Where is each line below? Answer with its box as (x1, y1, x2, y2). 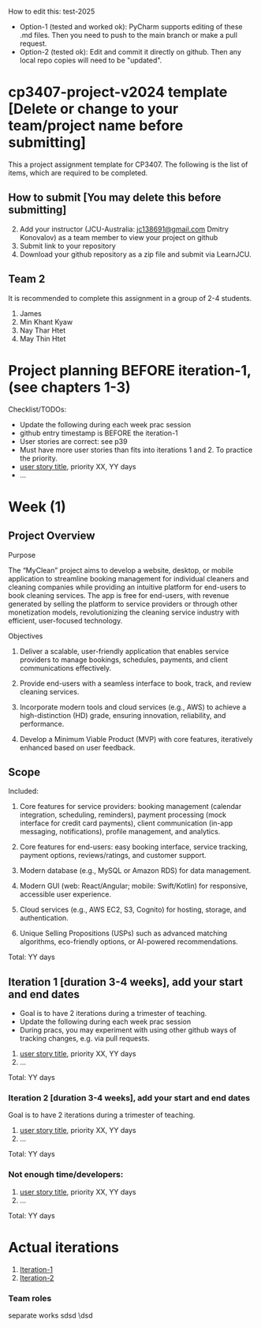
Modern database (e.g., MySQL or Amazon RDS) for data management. (19, 866, 252, 875)
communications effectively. (19, 663, 112, 672)
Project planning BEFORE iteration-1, (8, 361, 252, 379)
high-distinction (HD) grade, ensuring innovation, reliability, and (19, 710, 226, 720)
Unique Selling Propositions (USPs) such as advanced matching (19, 928, 228, 939)
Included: (8, 786, 39, 796)
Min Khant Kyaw (19, 317, 73, 326)
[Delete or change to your (8, 100, 179, 118)
